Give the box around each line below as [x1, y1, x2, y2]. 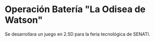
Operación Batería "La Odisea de [5, 4, 146, 15]
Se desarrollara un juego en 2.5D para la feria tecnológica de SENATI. [5, 31, 150, 37]
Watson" [5, 14, 43, 26]
